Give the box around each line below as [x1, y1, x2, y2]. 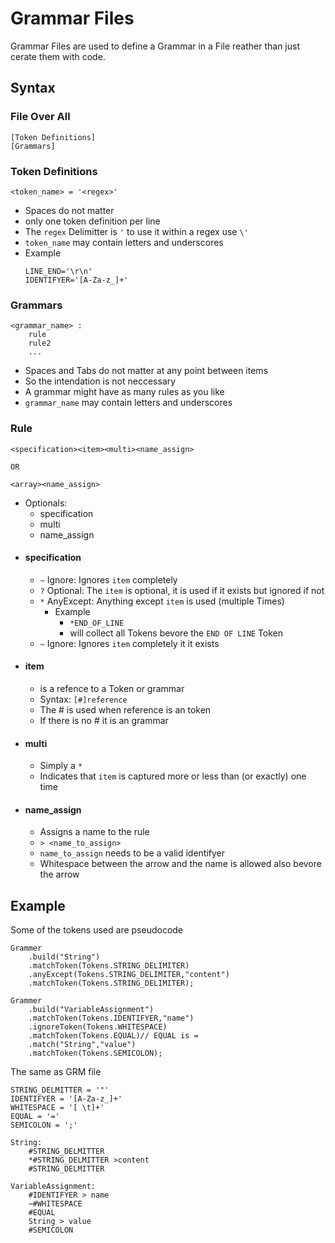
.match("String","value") [28, 1040, 137, 1050]
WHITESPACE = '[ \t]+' [10, 1103, 105, 1113]
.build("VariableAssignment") [28, 1005, 155, 1015]
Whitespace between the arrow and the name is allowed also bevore [39, 858, 322, 870]
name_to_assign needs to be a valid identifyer [39, 847, 226, 859]
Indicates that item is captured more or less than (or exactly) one [39, 770, 307, 782]
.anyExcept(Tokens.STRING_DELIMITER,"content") [28, 970, 230, 980]
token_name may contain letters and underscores [24, 236, 224, 248]
